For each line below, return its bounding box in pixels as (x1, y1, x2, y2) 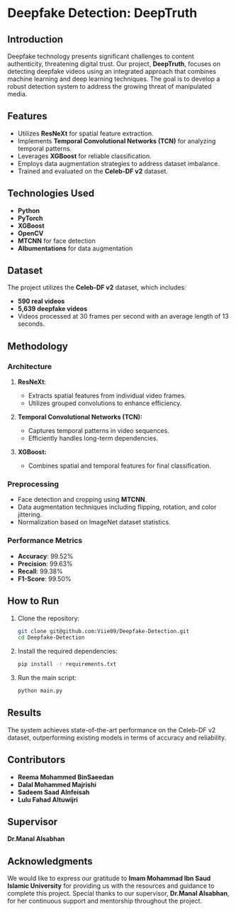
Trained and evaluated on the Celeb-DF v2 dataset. (17, 167, 169, 175)
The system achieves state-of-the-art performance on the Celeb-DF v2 (7, 725, 216, 734)
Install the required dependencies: (17, 647, 118, 656)
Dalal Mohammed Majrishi (17, 780, 97, 789)
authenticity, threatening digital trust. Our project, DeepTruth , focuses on (7, 60, 221, 68)
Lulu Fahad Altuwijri (17, 795, 78, 803)
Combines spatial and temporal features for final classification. (28, 461, 211, 470)
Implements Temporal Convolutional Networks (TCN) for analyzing (17, 136, 216, 145)
